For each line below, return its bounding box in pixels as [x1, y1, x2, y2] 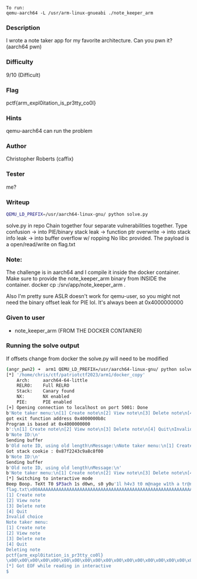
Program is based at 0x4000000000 [6, 421, 91, 427]
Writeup [6, 198, 30, 206]
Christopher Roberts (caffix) [6, 155, 74, 162]
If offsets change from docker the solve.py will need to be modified [6, 355, 168, 362]
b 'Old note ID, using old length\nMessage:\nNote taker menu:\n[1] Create [6, 443, 193, 449]
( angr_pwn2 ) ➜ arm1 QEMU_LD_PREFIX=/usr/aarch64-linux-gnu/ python [6, 366, 177, 372]
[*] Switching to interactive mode [6, 476, 93, 481]
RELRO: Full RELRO [16, 383, 69, 389]
